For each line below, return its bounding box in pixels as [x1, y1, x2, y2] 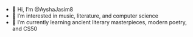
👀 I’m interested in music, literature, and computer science [12, 12, 158, 19]
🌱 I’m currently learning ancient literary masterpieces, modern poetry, [12, 19, 187, 25]
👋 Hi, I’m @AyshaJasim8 [12, 6, 74, 13]
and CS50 [12, 25, 38, 32]
